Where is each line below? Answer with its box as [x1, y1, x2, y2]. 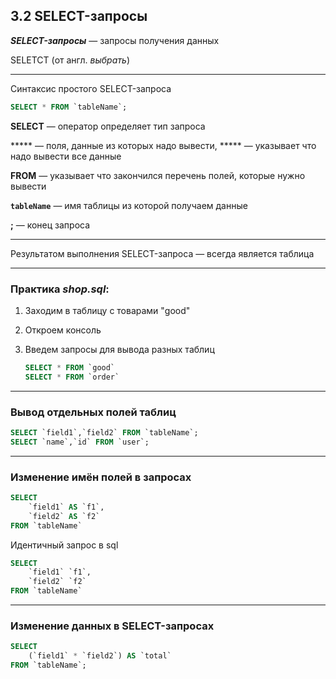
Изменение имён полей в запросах [10, 470, 192, 484]
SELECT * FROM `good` [24, 362, 116, 373]
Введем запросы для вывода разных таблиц [24, 343, 215, 355]
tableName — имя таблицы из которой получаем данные [10, 199, 248, 211]
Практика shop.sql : [10, 282, 110, 296]
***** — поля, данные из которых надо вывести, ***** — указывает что [10, 139, 317, 151]
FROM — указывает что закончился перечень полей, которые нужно [10, 169, 306, 181]
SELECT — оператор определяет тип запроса [10, 120, 206, 132]
